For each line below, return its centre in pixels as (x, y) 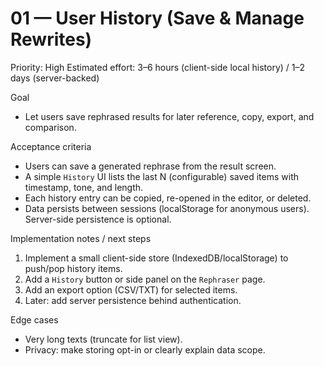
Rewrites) (51, 39)
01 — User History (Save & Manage (157, 18)
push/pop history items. (73, 268)
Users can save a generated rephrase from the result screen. (150, 166)
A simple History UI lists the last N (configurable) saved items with (162, 176)
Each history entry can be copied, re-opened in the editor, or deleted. (168, 198)
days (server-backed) (55, 78)
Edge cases (34, 319)
